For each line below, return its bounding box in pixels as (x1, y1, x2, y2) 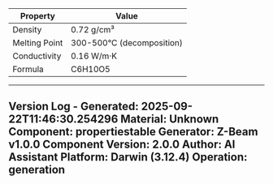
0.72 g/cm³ (70, 24, 115, 35)
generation (8, 163, 66, 177)
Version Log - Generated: (8, 100, 140, 113)
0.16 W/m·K (70, 50, 118, 62)
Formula (12, 64, 45, 75)
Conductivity (12, 50, 62, 62)
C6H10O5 (70, 64, 111, 75)
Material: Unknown (120, 113, 219, 126)
